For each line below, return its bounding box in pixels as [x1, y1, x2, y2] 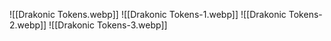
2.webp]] [9, 19, 47, 31]
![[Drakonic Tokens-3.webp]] [48, 19, 168, 31]
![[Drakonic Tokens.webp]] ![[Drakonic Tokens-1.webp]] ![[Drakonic [9, 9, 287, 20]
